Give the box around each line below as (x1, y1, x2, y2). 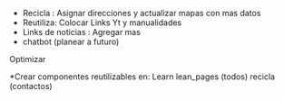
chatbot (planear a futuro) (22, 36, 120, 47)
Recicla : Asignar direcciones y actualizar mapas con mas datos (22, 8, 261, 18)
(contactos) (9, 81, 53, 91)
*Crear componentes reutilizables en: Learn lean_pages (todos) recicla (9, 71, 275, 82)
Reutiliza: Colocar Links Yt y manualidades (22, 17, 182, 28)
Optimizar (9, 54, 46, 64)
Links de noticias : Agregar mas (22, 27, 141, 37)
